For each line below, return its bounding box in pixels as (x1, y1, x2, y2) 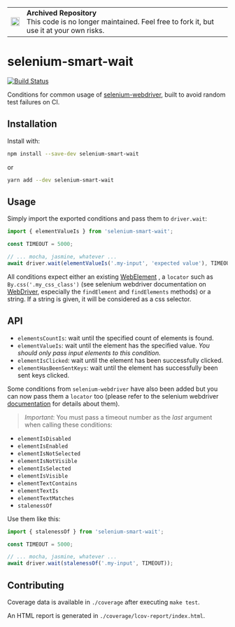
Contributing (7, 579, 64, 591)
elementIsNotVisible (17, 457, 78, 464)
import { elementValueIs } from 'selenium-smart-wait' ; (7, 228, 173, 235)
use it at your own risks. (27, 26, 105, 35)
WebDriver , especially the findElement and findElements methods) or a (7, 287, 211, 296)
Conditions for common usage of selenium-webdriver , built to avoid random (7, 90, 226, 99)
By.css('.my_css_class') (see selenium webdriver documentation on (7, 280, 206, 288)
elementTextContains (17, 480, 78, 487)
